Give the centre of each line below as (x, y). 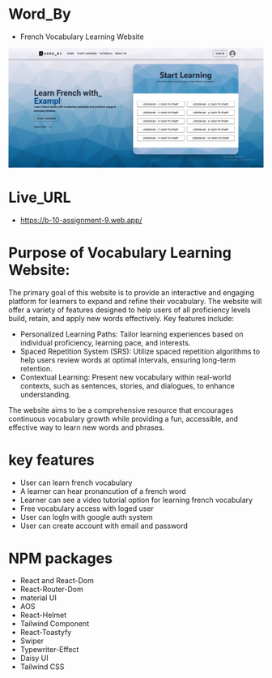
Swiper (32, 641)
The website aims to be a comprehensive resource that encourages (121, 410)
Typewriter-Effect (49, 650)
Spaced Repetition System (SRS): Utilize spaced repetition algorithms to (140, 351)
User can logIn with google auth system (87, 517)
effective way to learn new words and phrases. (87, 427)
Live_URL (40, 197)
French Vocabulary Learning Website (82, 36)
